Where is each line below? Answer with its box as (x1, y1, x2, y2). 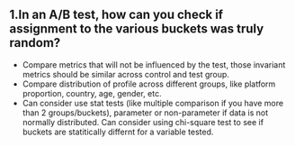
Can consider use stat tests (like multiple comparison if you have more (22, 97, 284, 108)
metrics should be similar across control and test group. (22, 68, 229, 79)
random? (9, 35, 61, 50)
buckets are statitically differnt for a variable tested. (22, 126, 214, 137)
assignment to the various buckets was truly (9, 22, 264, 37)
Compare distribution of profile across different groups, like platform (22, 78, 276, 89)
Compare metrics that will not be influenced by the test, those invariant (22, 59, 286, 70)
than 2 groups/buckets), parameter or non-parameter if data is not (22, 107, 269, 118)
